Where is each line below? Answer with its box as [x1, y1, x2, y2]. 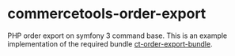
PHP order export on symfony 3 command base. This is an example [7, 31, 228, 40]
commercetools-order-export [7, 5, 207, 23]
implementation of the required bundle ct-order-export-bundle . [7, 39, 213, 48]
